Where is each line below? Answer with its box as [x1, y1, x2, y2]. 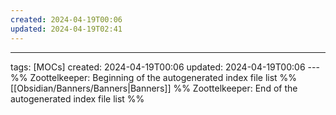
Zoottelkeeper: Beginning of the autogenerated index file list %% [29, 71, 298, 83]
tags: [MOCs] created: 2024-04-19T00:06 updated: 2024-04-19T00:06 [10, 61, 306, 73]
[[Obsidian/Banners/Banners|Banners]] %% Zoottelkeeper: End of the [10, 82, 298, 94]
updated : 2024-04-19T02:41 [10, 24, 123, 34]
